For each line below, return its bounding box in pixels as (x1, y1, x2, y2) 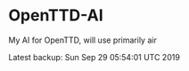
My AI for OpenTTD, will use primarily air (8, 35, 157, 45)
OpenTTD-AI (8, 5, 103, 26)
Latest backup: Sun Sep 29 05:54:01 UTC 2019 (8, 51, 180, 62)
